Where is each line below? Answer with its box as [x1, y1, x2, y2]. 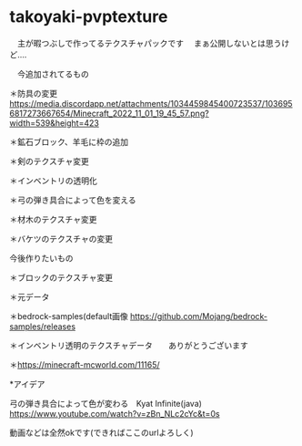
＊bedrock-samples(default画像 [9, 310, 129, 321]
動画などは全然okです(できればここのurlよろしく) [9, 427, 194, 438]
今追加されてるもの [16, 68, 89, 79]
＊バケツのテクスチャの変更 [9, 233, 114, 244]
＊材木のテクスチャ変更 [9, 213, 97, 224]
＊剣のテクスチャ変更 [9, 155, 89, 166]
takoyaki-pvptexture [9, 6, 168, 27]
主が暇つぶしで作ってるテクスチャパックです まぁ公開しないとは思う [16, 37, 282, 48]
